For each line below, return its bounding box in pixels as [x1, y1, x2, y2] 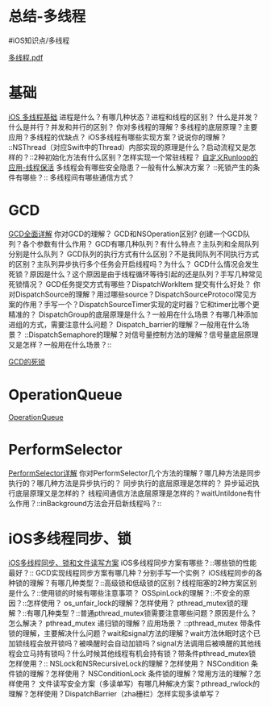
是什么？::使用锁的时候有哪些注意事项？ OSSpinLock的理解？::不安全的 [8, 588, 244, 597]
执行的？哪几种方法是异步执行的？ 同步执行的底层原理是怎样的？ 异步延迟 [8, 478, 252, 488]
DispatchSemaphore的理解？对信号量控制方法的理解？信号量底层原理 [28, 330, 259, 339]
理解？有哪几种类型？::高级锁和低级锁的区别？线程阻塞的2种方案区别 [29, 578, 257, 588]
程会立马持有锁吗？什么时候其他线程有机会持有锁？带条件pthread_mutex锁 [8, 648, 256, 658]
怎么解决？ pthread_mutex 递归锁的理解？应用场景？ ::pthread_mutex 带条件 [8, 618, 261, 628]
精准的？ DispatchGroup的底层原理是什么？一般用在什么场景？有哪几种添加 [8, 309, 258, 319]
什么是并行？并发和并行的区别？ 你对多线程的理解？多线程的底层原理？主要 [8, 122, 258, 131]
